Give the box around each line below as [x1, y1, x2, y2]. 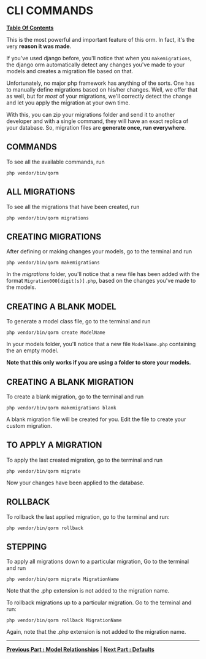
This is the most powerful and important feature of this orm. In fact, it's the [6, 36, 195, 43]
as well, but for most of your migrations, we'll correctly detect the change [6, 92, 192, 100]
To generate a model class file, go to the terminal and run [6, 318, 151, 325]
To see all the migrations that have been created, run [6, 203, 140, 210]
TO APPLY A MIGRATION [6, 440, 102, 451]
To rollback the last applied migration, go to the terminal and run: [6, 513, 170, 520]
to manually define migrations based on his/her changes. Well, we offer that [6, 85, 198, 93]
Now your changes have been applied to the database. [6, 479, 145, 486]
